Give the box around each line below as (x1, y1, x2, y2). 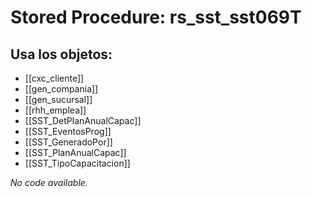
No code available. (10, 177, 88, 188)
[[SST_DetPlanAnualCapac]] (24, 115, 142, 126)
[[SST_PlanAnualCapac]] (24, 147, 127, 158)
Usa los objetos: (10, 46, 113, 63)
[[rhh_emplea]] (24, 104, 87, 116)
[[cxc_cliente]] (24, 72, 85, 84)
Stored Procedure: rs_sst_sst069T (10, 6, 302, 29)
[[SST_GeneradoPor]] (24, 136, 113, 148)
